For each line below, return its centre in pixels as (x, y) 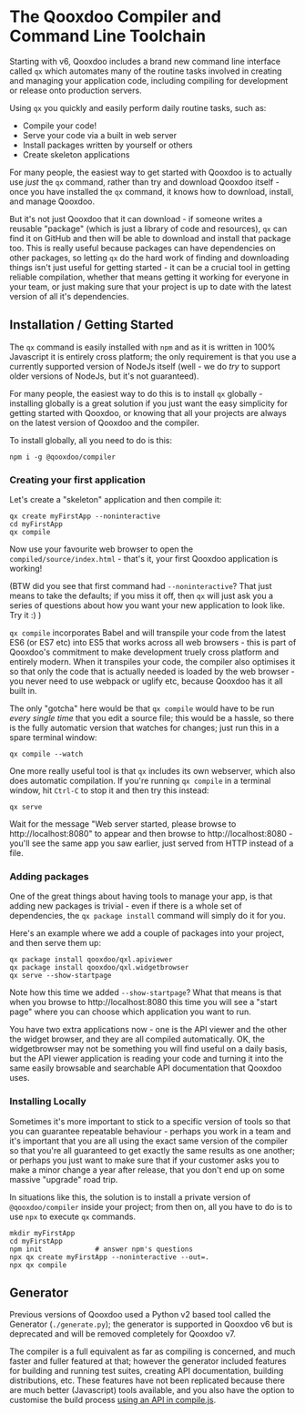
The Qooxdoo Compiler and (115, 17)
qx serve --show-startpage (61, 976)
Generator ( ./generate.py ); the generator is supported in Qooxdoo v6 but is (151, 1324)
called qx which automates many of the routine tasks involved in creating (146, 71)
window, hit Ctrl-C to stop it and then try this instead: (109, 790)
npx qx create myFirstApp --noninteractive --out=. (109, 1257)
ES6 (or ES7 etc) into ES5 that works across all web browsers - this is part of (153, 643)
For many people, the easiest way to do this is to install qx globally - (136, 393)
